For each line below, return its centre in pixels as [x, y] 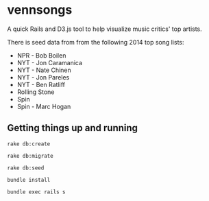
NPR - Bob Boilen [41, 55]
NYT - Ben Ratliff [41, 84]
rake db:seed [26, 168]
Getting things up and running [73, 128]
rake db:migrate [30, 156]
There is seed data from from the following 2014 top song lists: [96, 42]
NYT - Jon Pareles [43, 77]
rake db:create [29, 144]
